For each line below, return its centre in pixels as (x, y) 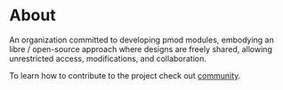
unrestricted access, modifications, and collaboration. (108, 58)
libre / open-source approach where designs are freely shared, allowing (141, 49)
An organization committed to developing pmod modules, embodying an (141, 40)
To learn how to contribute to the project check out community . (125, 75)
